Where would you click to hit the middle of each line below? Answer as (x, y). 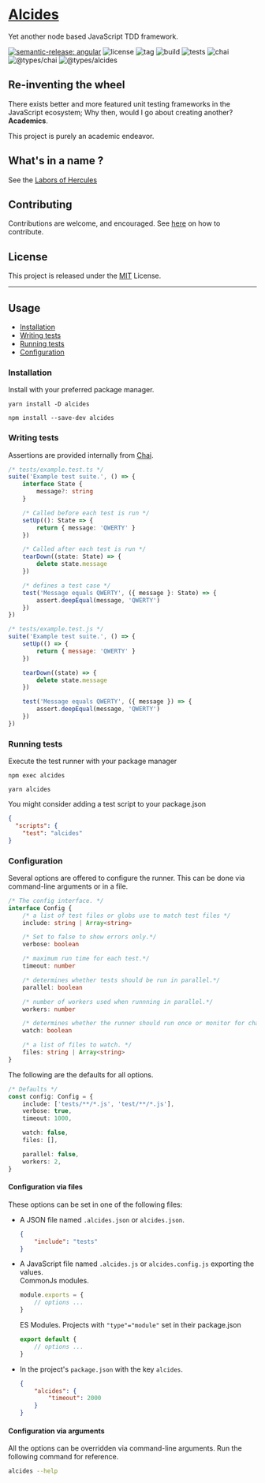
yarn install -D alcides (49, 404)
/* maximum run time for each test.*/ (86, 959)
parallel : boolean (52, 987)
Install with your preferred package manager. (81, 390)
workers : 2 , (42, 1162)
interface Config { (40, 908)
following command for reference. (63, 1457)
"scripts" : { (37, 826)
